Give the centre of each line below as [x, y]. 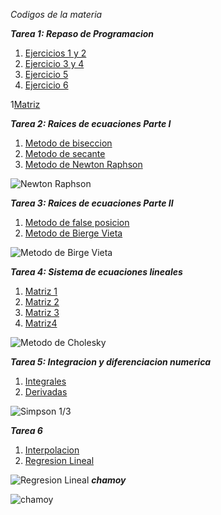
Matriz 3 [42, 312]
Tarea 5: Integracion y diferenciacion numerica [111, 362]
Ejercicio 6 [46, 85]
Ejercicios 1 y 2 [55, 53]
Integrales [45, 381]
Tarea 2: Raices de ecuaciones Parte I [91, 123]
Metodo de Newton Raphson [83, 164]
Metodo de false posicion [77, 222]
